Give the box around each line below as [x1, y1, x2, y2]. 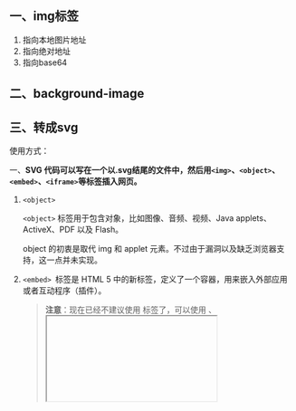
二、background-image [9, 86, 145, 101]
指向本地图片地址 [22, 34, 87, 45]
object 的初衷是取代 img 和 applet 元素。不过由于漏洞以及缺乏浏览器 [22, 244, 277, 254]
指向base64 [22, 57, 68, 68]
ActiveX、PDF [22, 225, 75, 235]
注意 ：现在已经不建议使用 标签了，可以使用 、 [44, 304, 217, 315]
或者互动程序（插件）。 [22, 285, 107, 296]
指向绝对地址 [22, 45, 71, 56]
